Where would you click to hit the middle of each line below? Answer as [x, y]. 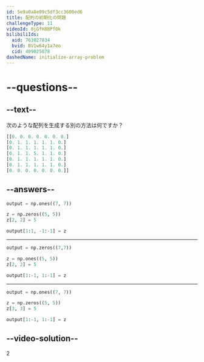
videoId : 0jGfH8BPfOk [34, 29]
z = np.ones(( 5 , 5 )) [32, 259]
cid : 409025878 [31, 52]
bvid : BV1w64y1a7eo [36, 46]
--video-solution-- [42, 339]
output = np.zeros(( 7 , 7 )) [39, 248]
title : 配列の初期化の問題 [36, 18]
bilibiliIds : [23, 35]
